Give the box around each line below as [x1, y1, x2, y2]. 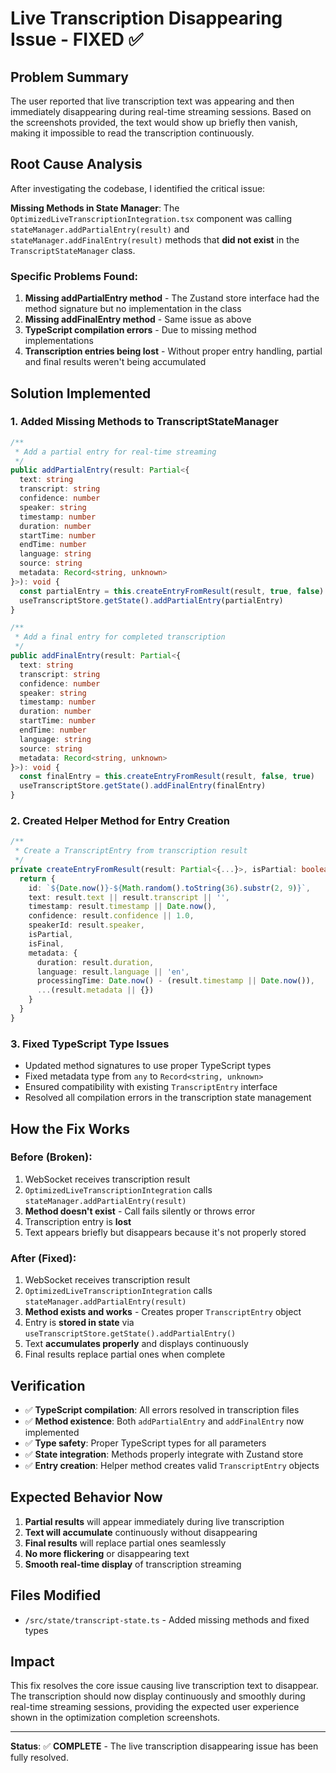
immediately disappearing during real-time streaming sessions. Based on [10, 106, 312, 117]
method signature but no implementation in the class [24, 303, 242, 315]
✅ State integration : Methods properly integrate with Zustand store [24, 1448, 304, 1460]
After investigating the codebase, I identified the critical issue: [10, 182, 266, 194]
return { [19, 873, 56, 884]
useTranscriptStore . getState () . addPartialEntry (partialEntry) [19, 595, 284, 606]
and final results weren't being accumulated [24, 356, 207, 368]
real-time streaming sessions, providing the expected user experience [10, 1701, 300, 1713]
